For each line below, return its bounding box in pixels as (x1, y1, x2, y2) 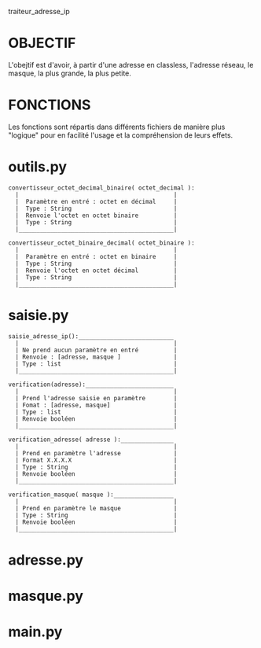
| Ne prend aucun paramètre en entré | (15, 346, 178, 354)
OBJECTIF (8, 35, 76, 52)
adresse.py (8, 550, 84, 569)
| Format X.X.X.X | (15, 456, 178, 464)
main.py (8, 623, 63, 641)
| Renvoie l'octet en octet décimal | (15, 267, 178, 274)
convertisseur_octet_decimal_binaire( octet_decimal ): (8, 184, 195, 192)
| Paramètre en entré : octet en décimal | (15, 197, 178, 205)
